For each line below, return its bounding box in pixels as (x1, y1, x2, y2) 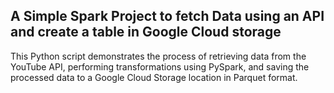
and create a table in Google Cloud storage (10, 24, 282, 41)
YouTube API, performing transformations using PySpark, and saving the (10, 60, 310, 73)
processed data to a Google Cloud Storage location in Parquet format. (10, 71, 298, 83)
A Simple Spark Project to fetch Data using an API (10, 8, 325, 25)
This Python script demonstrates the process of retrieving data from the (10, 50, 307, 62)
